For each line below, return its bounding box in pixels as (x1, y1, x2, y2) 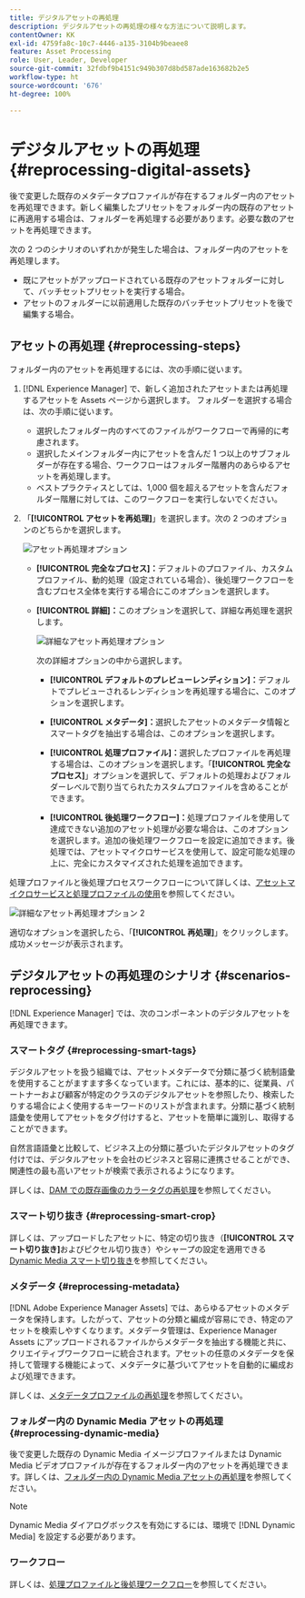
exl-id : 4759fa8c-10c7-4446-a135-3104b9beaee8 (9, 38, 189, 48)
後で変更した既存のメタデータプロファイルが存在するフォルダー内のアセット (9, 190, 296, 201)
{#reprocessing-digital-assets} (9, 159, 251, 180)
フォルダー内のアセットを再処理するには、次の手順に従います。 (9, 364, 248, 375)
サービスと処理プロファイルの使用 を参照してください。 (33, 888, 240, 899)
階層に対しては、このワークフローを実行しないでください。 (60, 493, 283, 505)
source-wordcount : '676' (9, 81, 103, 90)
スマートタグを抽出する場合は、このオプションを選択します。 (49, 728, 280, 739)
